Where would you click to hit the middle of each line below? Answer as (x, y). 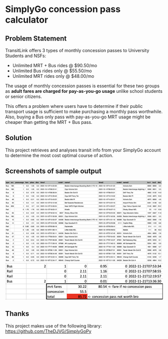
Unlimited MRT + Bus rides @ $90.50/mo (55, 65)
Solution (18, 138)
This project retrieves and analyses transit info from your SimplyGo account (83, 150)
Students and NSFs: (26, 56)
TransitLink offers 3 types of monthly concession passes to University (77, 50)
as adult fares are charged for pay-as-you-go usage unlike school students (84, 91)
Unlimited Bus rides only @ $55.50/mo (52, 71)
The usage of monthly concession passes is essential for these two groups (82, 86)
